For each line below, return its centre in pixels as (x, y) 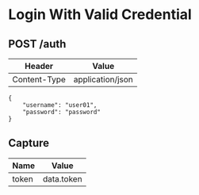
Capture (29, 143)
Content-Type (39, 79)
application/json (103, 79)
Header (39, 66)
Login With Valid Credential (100, 15)
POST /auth (37, 44)
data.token (62, 178)
